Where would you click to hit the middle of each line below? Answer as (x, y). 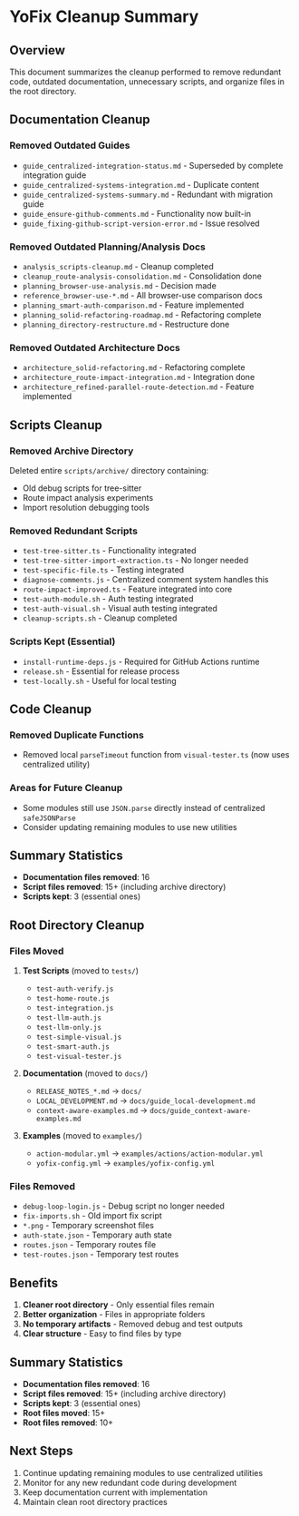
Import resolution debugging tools (86, 507)
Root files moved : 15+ (64, 1413)
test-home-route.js (73, 999)
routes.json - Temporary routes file (89, 1245)
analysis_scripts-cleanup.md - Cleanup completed (118, 266)
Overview (38, 50)
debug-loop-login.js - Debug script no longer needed (123, 1206)
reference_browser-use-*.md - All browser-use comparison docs (142, 295)
